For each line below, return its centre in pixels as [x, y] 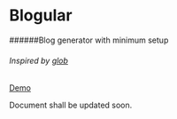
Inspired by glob [39, 60]
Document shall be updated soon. [71, 105]
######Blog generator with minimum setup [89, 40]
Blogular [41, 16]
